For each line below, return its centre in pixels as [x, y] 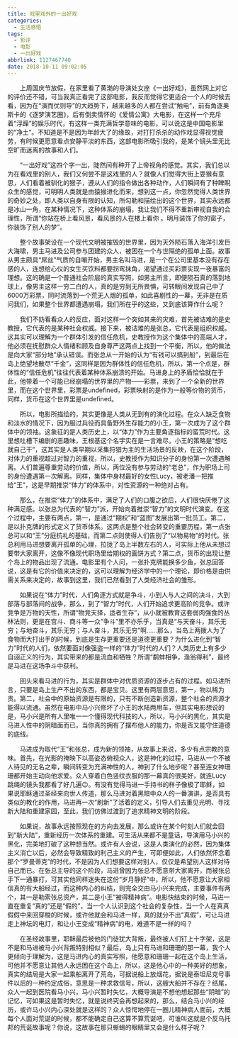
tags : [15, 34]
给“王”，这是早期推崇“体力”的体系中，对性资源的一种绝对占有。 [100, 485]
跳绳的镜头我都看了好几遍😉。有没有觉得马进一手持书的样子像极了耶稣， [113, 784]
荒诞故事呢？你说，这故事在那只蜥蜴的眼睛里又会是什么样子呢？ [113, 1027]
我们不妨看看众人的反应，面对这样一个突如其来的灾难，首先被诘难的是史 [125, 319]
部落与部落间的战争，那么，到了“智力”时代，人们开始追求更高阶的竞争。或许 [119, 603]
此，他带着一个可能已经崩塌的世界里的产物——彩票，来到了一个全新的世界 [116, 381]
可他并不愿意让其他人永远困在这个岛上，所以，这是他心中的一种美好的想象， [119, 965]
